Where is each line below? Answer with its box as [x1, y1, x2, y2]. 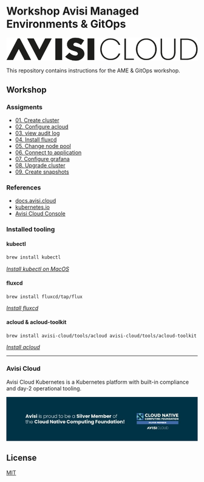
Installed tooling [6, 225, 55, 234]
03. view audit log [15, 129, 60, 137]
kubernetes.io [15, 203, 50, 211]
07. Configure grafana [15, 155, 70, 162]
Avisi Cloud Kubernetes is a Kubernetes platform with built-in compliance [6, 378, 189, 385]
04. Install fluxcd [15, 136, 57, 143]
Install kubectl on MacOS [6, 265, 70, 273]
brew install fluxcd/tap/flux [6, 293, 83, 300]
